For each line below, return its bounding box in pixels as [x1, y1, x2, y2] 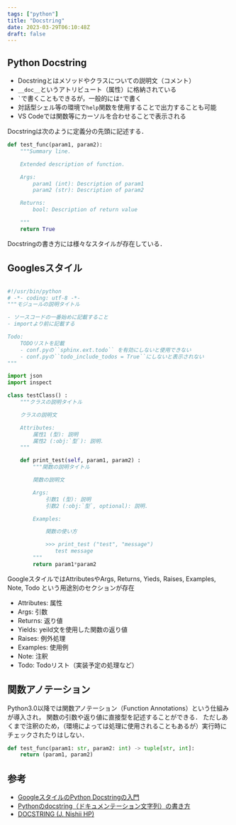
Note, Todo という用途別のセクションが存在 [7, 583, 135, 592]
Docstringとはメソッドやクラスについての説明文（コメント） [17, 76, 196, 85]
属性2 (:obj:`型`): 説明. [33, 437, 104, 445]
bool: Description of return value [33, 206, 138, 213]
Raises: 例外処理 [17, 634, 66, 642]
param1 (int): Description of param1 [33, 180, 144, 187]
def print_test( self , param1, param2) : [20, 457, 141, 464]
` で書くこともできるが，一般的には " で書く [17, 94, 142, 103]
